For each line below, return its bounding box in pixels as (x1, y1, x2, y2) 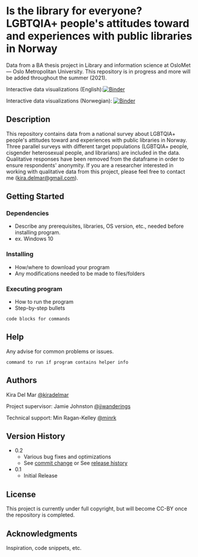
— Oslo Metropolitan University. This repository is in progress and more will (6, 68, 191, 75)
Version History (6, 431, 65, 441)
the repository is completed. (6, 511, 75, 518)
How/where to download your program (14, 263, 110, 270)
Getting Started (6, 192, 65, 202)
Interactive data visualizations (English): (6, 85, 104, 93)
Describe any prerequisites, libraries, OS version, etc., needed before (14, 222, 184, 230)
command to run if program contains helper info (6, 359, 129, 365)
